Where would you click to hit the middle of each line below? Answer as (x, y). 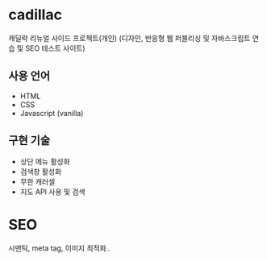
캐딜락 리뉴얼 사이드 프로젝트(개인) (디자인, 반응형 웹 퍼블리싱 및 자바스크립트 (129, 38)
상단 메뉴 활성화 (45, 161)
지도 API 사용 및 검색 (53, 192)
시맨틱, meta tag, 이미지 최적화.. (59, 248)
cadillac (35, 15)
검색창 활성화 (41, 172)
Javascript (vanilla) (52, 113)
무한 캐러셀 (38, 181)
